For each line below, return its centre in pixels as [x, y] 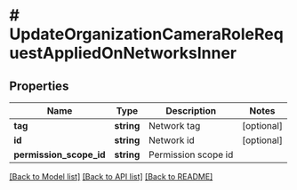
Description [191, 111]
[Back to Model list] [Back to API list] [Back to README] [111, 177]
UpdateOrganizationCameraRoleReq [147, 34]
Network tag [174, 126]
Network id [172, 140]
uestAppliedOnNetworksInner [123, 53]
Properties [39, 86]
